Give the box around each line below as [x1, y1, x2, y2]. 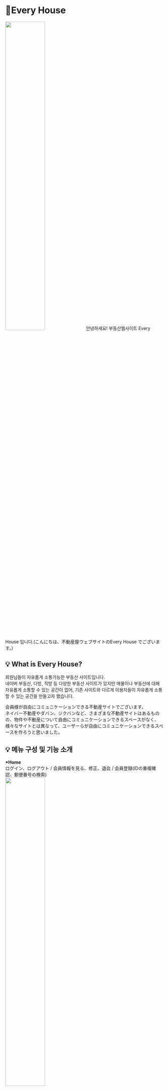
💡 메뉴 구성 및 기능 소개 [5, 745, 73, 754]
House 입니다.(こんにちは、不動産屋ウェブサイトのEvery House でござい [5, 639, 156, 645]
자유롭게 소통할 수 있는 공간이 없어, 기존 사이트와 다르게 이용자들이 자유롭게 [5, 687, 153, 693]
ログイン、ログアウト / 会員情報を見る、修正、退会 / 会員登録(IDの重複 [5, 765, 152, 771]
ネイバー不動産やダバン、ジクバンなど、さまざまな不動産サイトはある [5, 710, 151, 716]
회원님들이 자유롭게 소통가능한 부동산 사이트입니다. [5, 674, 105, 680]
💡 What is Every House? [5, 660, 82, 668]
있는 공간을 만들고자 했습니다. [16, 693, 74, 699]
